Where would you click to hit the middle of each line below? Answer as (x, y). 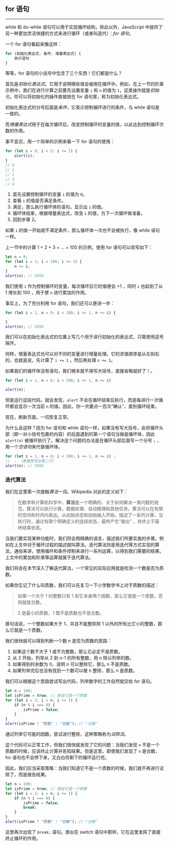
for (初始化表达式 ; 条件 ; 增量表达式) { (43, 54)
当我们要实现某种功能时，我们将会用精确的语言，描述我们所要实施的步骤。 (82, 539)
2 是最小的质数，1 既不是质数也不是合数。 (61, 613)
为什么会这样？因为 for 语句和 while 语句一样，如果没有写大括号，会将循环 (82, 428)
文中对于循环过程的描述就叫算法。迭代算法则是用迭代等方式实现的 (87, 545)
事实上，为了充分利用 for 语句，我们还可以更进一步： (60, 303)
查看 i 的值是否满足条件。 (39, 201)
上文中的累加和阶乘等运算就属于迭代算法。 (49, 557)
